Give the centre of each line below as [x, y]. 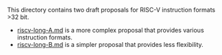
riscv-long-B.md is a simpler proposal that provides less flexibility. [110, 44]
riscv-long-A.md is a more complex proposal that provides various [110, 30]
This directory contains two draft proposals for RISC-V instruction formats [111, 10]
